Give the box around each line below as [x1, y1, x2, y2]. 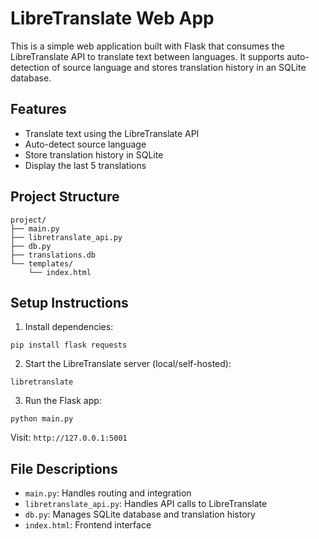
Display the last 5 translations [24, 159, 147, 171]
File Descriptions [10, 460, 118, 477]
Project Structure [10, 188, 120, 206]
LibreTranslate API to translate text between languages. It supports [10, 50, 285, 62]
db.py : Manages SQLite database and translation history [24, 508, 256, 521]
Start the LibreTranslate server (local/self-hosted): [24, 358, 232, 370]
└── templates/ [10, 258, 74, 269]
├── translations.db [10, 250, 97, 260]
